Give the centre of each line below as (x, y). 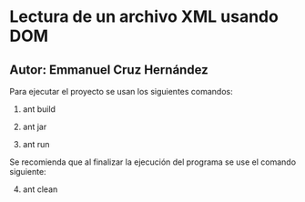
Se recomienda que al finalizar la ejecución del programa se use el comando (153, 162)
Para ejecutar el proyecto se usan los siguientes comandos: (122, 91)
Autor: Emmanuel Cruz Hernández (109, 70)
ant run (36, 144)
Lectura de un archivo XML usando (144, 17)
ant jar (35, 126)
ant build (39, 109)
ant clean (40, 189)
